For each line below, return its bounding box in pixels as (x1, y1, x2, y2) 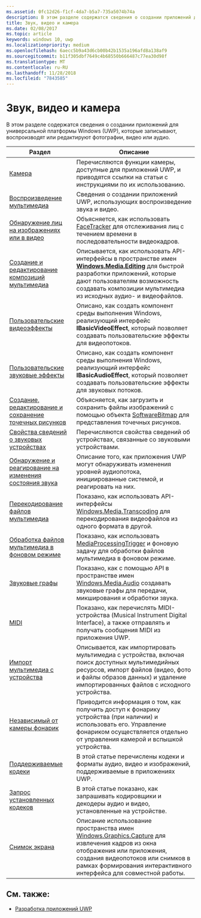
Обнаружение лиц (9, 219, 63, 227)
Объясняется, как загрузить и (76, 396, 163, 404)
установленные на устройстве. (76, 807, 167, 815)
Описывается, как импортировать (76, 643, 176, 652)
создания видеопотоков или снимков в (76, 854, 191, 862)
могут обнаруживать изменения (76, 460, 172, 468)
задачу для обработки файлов (76, 547, 165, 555)
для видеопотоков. (76, 339, 132, 347)
